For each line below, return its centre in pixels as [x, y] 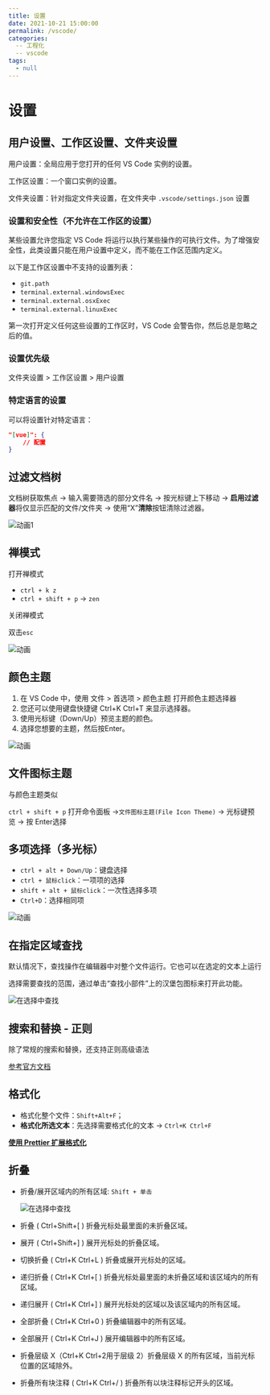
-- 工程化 [30, 46]
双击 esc [21, 632]
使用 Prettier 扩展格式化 [47, 1142]
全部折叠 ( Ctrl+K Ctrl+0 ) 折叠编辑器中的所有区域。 [105, 1321]
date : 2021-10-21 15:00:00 [53, 23]
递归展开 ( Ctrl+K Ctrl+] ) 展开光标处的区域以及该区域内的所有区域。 [132, 1304]
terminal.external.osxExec [65, 301]
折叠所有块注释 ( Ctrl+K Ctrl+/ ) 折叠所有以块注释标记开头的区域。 [129, 1382]
